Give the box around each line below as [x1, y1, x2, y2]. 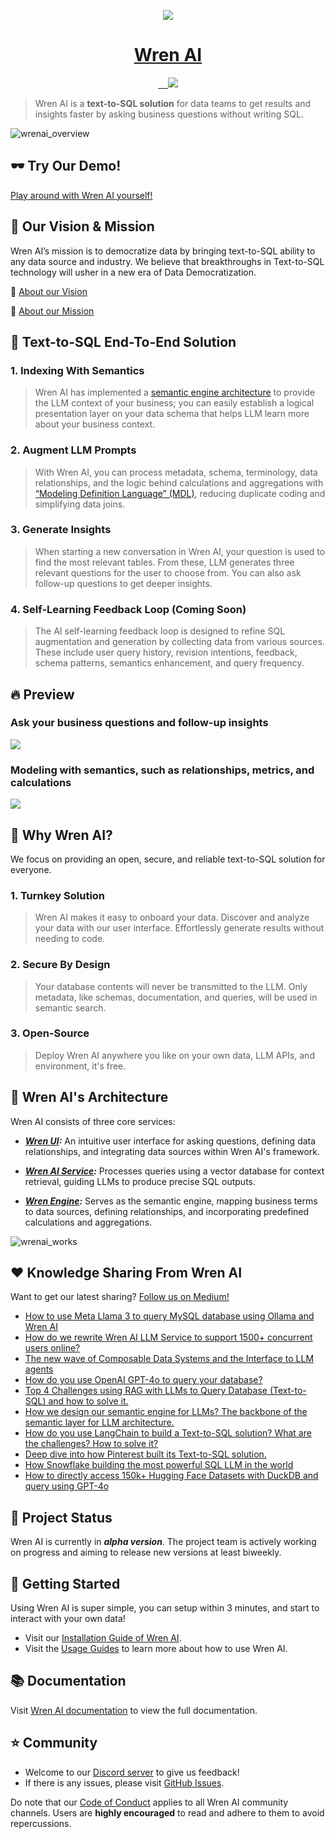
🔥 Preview [10, 686, 75, 703]
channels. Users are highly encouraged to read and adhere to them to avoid [10, 1806, 325, 1819]
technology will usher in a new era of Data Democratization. [10, 266, 257, 278]
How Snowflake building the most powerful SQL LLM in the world [24, 1459, 294, 1471]
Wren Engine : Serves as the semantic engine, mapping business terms [24, 1195, 318, 1207]
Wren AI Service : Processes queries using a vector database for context [24, 1165, 325, 1177]
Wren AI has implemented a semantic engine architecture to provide [34, 386, 316, 399]
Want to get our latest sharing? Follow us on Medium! [10, 1291, 230, 1303]
